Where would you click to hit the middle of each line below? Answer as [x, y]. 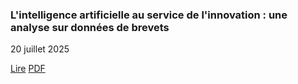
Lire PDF [28, 69]
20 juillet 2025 [40, 49]
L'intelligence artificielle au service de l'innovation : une [149, 15]
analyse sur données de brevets [90, 27]
